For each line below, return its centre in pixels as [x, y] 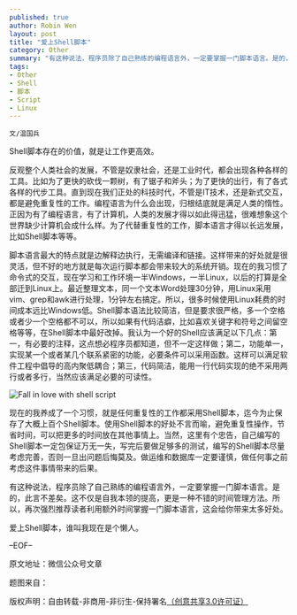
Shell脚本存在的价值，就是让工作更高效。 [84, 151]
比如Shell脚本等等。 [46, 236]
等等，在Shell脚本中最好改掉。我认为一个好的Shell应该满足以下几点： [143, 333]
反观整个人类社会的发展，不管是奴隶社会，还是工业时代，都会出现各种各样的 [148, 170]
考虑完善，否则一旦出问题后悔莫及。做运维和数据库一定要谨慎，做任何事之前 [148, 457]
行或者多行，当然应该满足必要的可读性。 [83, 377]
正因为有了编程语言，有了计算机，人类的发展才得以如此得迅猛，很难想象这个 [148, 214]
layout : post [33, 34]
